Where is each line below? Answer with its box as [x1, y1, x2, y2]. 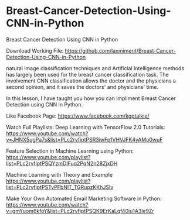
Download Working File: [6, 47, 64, 54]
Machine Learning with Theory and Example [6, 171, 113, 178]
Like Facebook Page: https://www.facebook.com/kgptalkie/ [6, 112, 150, 119]
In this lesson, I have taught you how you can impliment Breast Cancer [6, 95, 176, 102]
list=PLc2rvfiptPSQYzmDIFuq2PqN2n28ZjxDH [6, 160, 118, 167]
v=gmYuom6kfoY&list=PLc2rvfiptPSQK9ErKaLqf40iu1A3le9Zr [6, 207, 154, 214]
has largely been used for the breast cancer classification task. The [6, 71, 169, 78]
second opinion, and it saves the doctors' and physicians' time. [6, 83, 159, 90]
